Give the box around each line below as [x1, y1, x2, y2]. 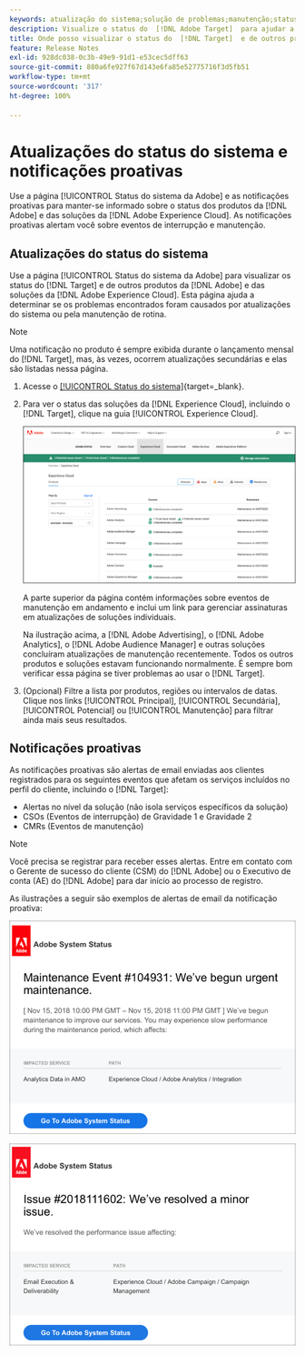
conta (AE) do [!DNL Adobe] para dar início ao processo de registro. [9, 876, 263, 887]
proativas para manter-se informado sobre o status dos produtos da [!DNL [9, 200, 288, 211]
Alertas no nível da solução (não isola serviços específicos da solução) [22, 801, 289, 813]
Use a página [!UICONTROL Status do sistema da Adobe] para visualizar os [9, 270, 291, 281]
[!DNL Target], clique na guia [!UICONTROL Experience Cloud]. [22, 408, 259, 419]
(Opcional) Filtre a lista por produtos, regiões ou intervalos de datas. [22, 685, 279, 696]
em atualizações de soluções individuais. [22, 611, 177, 622]
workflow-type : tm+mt [9, 73, 92, 82]
